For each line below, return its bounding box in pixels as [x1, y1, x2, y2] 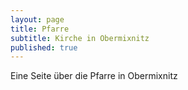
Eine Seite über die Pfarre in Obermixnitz [10, 70, 178, 82]
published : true [10, 42, 78, 53]
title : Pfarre [10, 24, 70, 34]
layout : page [10, 14, 65, 25]
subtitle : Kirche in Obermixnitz [10, 33, 150, 43]
